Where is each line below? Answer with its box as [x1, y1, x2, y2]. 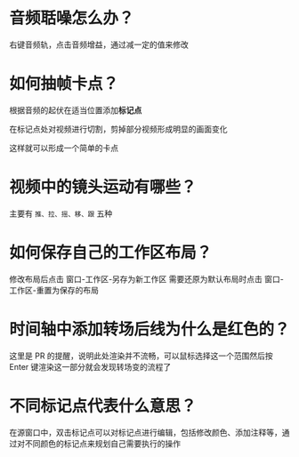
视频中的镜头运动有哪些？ [9, 177, 198, 197]
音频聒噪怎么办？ [9, 8, 135, 28]
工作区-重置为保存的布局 [9, 285, 100, 295]
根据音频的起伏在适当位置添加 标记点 [9, 104, 142, 116]
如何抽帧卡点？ [9, 74, 119, 94]
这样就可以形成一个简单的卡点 [9, 142, 118, 153]
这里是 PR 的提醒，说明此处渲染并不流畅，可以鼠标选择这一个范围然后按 [9, 350, 273, 361]
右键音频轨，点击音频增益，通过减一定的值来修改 [9, 39, 189, 50]
